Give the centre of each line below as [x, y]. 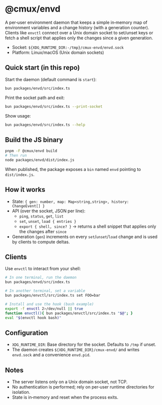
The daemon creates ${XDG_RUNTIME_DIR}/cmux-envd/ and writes [76, 350]
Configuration [27, 333]
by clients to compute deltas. [41, 242]
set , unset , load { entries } [48, 221]
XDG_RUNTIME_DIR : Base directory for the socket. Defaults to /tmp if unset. [84, 345]
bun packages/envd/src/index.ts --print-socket [54, 106]
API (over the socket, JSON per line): [49, 211]
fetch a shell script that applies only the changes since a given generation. [79, 38]
